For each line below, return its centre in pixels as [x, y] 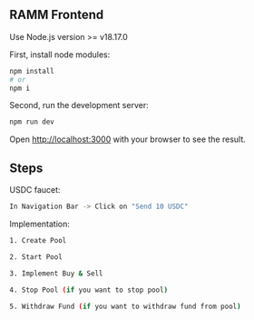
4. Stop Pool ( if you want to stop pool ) [89, 290]
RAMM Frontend [57, 15]
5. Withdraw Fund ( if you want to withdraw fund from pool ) [126, 306]
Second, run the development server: [79, 105]
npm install [32, 71]
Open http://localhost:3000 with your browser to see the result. [128, 139]
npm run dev [32, 122]
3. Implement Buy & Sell [56, 273]
